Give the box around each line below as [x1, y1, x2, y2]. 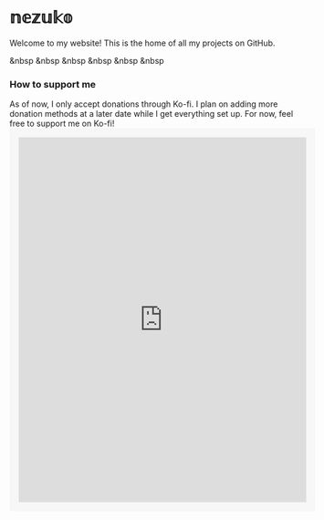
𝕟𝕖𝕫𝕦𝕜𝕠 [9, 7, 73, 28]
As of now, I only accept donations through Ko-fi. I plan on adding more [9, 99, 278, 109]
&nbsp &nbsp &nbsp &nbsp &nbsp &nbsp [9, 55, 164, 66]
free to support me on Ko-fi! [9, 118, 115, 130]
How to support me [9, 78, 97, 90]
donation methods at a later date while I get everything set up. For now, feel [9, 109, 294, 120]
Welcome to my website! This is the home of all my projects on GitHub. [9, 37, 276, 48]
